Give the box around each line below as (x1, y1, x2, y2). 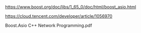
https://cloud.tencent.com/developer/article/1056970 (5, 13, 113, 19)
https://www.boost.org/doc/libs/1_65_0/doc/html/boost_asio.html (5, 4, 137, 10)
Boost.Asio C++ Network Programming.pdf (5, 22, 92, 28)
